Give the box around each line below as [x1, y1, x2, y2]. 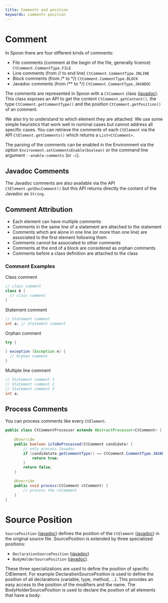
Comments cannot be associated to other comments [12, 240, 121, 246]
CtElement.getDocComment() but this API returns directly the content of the [5, 185, 156, 191]
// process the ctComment [23, 488, 77, 493]
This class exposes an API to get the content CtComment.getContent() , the [5, 96, 156, 102]
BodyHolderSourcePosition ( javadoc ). [12, 556, 88, 562]
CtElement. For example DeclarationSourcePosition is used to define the [5, 571, 154, 577]
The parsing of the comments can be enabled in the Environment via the [5, 142, 154, 148]
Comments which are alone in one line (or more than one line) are [12, 229, 147, 235]
